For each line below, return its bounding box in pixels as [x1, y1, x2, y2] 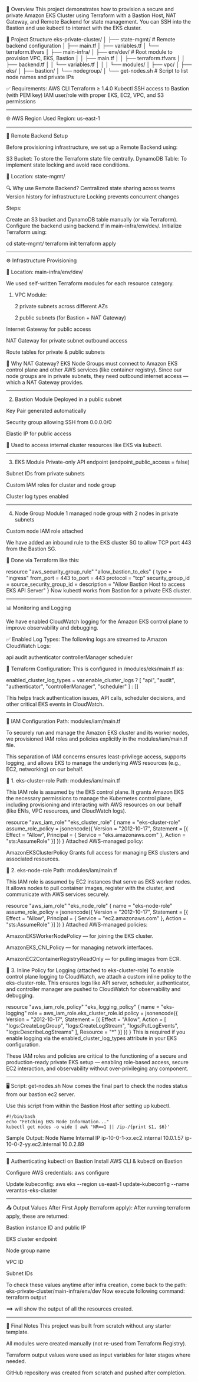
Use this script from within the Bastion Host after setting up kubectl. [6, 1102, 171, 1109]
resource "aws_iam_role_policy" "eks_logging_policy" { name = [6, 1003, 160, 1010]
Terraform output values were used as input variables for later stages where [6, 1351, 191, 1358]
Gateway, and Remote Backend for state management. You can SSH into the [6, 18, 192, 25]
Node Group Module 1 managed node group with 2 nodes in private [14, 510, 179, 517]
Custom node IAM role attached [6, 527, 84, 534]
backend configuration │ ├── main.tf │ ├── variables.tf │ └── [6, 42, 159, 49]
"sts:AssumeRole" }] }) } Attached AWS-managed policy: [6, 837, 144, 845]
